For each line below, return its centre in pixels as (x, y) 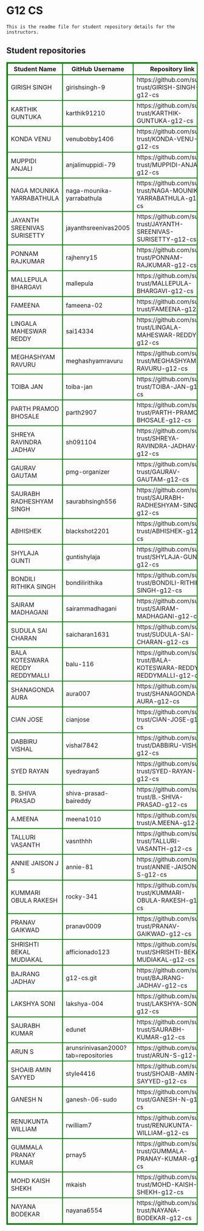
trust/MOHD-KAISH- (167, 1184)
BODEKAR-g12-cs (164, 1218)
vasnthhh (79, 841)
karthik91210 (85, 113)
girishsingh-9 (86, 87)
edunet (76, 1029)
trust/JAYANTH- (160, 224)
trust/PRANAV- (158, 926)
